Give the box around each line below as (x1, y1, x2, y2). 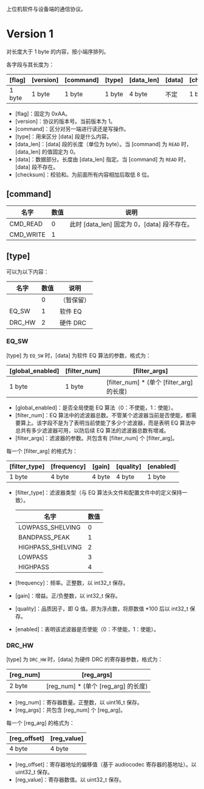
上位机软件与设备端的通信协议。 (6, 5, 86, 12)
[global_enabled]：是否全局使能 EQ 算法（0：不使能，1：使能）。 (15, 404, 177, 411)
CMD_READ (9, 219, 43, 228)
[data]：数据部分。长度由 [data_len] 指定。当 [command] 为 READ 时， (15, 155, 189, 163)
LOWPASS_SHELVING (18, 523, 81, 531)
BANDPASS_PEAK (18, 532, 70, 541)
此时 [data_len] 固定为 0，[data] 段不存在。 (69, 220, 193, 228)
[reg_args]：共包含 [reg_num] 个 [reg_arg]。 (15, 706, 126, 714)
